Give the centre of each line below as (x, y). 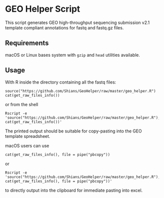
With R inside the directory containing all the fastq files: (61, 82)
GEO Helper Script (43, 9)
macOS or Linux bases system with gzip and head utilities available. (72, 55)
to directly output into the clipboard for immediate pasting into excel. (74, 190)
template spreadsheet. (28, 136)
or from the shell (21, 104)
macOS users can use (27, 146)
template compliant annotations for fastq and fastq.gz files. (64, 27)
